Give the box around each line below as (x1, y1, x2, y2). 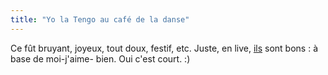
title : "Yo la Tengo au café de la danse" (10, 14, 190, 25)
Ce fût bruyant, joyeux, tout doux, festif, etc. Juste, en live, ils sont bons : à (10, 42, 318, 54)
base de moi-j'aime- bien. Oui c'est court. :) (10, 52, 191, 65)
